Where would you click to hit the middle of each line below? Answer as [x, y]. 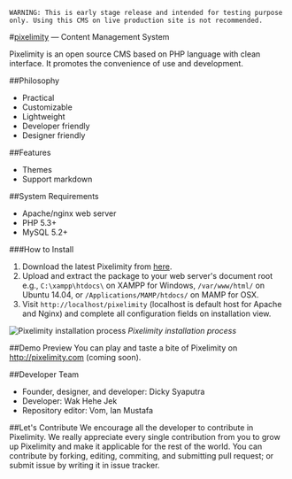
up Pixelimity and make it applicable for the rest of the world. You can [136, 446]
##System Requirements [54, 196]
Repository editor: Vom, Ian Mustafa [87, 410]
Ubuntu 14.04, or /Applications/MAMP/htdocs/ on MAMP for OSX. [140, 295]
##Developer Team [44, 375]
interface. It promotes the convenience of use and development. [126, 63]
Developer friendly [56, 126]
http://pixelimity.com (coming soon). [75, 357]
